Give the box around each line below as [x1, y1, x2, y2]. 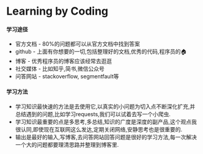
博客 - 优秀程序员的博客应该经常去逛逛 [15, 57, 113, 65]
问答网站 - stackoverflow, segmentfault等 [15, 73, 119, 80]
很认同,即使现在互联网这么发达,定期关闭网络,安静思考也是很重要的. [15, 125, 182, 133]
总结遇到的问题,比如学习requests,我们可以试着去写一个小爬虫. [15, 110, 171, 117]
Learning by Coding [6, 4, 109, 18]
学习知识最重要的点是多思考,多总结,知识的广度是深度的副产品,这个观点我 [15, 118, 197, 125]
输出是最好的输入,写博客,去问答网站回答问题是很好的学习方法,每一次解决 [15, 133, 197, 141]
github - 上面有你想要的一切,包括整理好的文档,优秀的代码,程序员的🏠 [15, 48, 187, 56]
